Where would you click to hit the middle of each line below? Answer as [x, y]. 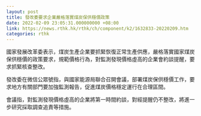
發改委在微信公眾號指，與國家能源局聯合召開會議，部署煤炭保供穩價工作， [98, 80]
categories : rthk [28, 34]
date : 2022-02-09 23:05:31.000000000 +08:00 [63, 23]
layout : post [22, 12]
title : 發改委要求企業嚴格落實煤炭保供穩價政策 [58, 17]
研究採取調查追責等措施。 [43, 107]
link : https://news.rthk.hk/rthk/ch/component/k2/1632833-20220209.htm [97, 28]
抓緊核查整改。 [30, 67]
